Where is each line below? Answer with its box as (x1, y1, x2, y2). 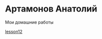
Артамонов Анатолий (5, 3, 98, 14)
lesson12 (5, 28, 23, 34)
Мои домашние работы (5, 19, 54, 25)
